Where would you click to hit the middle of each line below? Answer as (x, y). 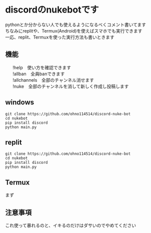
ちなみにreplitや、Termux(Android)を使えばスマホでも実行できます (74, 31)
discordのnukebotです (52, 10)
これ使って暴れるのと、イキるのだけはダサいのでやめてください (71, 225)
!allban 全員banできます (38, 74)
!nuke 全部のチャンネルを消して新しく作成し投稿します (70, 86)
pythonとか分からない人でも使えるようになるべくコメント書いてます (76, 25)
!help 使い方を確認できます (42, 67)
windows (20, 102)
